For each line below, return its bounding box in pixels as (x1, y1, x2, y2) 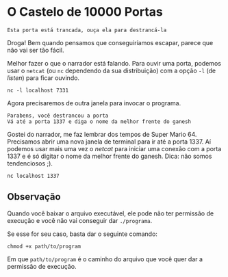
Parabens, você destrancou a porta (7, 112, 109, 119)
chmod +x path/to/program (7, 243, 81, 250)
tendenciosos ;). (7, 159, 53, 168)
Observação (7, 191, 61, 202)
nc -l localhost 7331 (7, 87, 69, 94)
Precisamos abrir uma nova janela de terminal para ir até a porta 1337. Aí (7, 137, 211, 146)
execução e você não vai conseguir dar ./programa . (7, 216, 153, 224)
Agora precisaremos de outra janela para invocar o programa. (7, 98, 181, 107)
